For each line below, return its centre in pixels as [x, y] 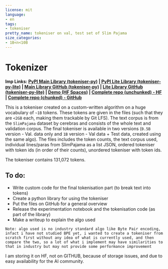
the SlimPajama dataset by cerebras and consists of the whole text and [78, 123]
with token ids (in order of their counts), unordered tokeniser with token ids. [83, 150]
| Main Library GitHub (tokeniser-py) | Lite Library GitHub [82, 86]
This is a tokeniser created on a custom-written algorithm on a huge [75, 107]
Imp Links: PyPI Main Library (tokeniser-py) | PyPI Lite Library [71, 81]
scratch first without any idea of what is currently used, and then [80, 238]
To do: [15, 176]
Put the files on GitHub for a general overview [60, 204]
